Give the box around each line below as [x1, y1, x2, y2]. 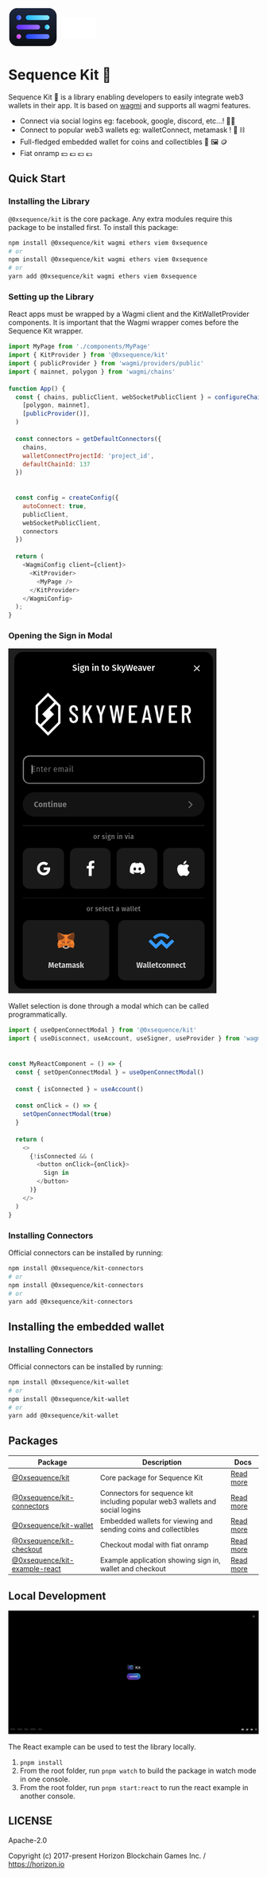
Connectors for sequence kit [99, 1489, 194, 1498]
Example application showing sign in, [99, 1555, 221, 1565]
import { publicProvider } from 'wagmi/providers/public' [8, 360, 204, 368]
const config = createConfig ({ [15, 494, 119, 502]
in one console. [19, 1774, 71, 1784]
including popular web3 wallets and [99, 1497, 217, 1507]
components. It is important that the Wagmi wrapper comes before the [8, 318, 239, 327]
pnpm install [19, 1758, 64, 1766]
